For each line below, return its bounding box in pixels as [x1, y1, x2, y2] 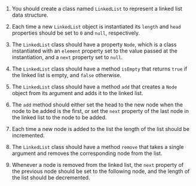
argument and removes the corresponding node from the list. [11, 150, 163, 157]
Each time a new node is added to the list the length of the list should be [11, 126, 190, 132]
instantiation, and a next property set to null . [11, 54, 123, 60]
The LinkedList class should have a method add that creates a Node [11, 83, 177, 90]
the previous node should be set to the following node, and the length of [11, 167, 190, 175]
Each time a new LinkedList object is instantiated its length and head [11, 23, 181, 30]
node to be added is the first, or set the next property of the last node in [11, 108, 189, 114]
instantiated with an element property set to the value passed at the [11, 47, 177, 54]
